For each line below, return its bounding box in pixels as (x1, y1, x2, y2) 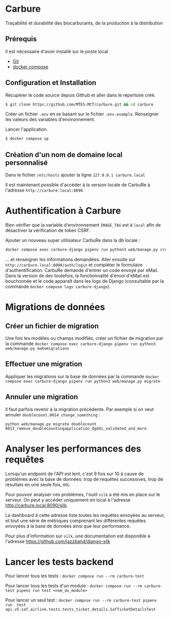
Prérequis (5, 35, 37, 43)
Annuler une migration (5, 392, 78, 401)
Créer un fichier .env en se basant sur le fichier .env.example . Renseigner (5, 111, 159, 117)
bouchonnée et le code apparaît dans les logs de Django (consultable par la (5, 278, 164, 284)
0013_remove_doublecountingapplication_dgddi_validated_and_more (5, 426, 147, 431)
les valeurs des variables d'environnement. (5, 116, 96, 122)
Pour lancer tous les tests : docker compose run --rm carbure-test (5, 573, 145, 579)
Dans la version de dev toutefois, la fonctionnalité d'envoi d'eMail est (5, 273, 150, 279)
